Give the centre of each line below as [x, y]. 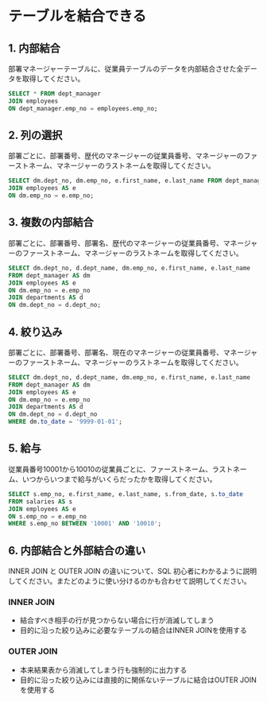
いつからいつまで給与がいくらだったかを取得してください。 [119, 479]
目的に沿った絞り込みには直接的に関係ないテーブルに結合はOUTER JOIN [138, 680]
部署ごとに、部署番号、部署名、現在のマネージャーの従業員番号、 [116, 352]
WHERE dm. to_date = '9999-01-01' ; [66, 422]
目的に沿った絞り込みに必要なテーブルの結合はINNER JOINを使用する [133, 630]
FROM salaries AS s [41, 502]
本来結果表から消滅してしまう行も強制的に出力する [103, 669]
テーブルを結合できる [77, 16]
